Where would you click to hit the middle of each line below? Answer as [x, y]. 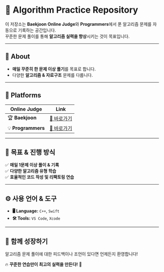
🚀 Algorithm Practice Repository [72, 10]
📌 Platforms [23, 95]
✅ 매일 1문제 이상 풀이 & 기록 [32, 165]
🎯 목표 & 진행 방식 [30, 152]
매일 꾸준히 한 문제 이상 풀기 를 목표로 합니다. [54, 69]
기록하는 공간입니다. [37, 30]
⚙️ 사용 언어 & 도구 [31, 199]
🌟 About [18, 56]
